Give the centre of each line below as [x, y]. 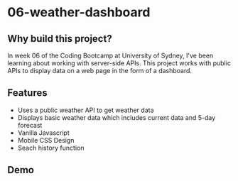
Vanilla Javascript [43, 133]
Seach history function [51, 148]
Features [27, 93]
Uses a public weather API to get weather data [86, 110]
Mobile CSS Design [46, 140]
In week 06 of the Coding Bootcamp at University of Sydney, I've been [110, 55]
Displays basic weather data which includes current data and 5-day [117, 117]
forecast [30, 125]
